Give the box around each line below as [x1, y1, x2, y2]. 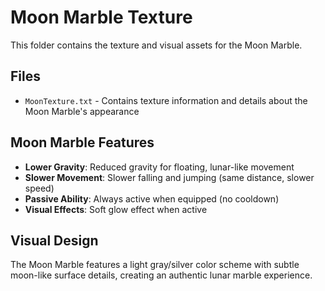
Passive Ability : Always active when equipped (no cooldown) [24, 192, 280, 205]
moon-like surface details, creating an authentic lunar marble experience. [10, 269, 313, 281]
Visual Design [10, 232, 99, 249]
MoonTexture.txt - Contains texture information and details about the [24, 94, 308, 106]
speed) [24, 182, 55, 194]
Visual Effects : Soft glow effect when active [24, 203, 208, 215]
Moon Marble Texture [10, 6, 193, 29]
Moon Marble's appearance [24, 105, 140, 117]
